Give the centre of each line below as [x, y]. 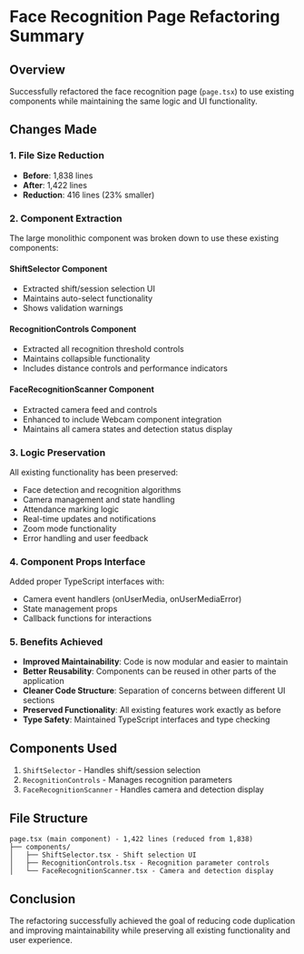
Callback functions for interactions [87, 618]
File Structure [49, 818]
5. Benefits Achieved [56, 642]
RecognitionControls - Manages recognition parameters [127, 780]
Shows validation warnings [73, 308]
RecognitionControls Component [73, 328]
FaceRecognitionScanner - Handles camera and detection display [143, 789]
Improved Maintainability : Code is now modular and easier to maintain [155, 662]
